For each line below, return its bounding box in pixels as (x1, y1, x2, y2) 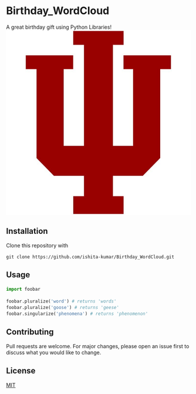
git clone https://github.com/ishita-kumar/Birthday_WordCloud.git (6, 254, 175, 260)
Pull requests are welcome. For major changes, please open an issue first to (6, 342, 190, 349)
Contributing (6, 327, 54, 337)
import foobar (6, 286, 41, 292)
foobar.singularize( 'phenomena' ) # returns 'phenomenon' (6, 311, 148, 317)
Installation (6, 226, 48, 236)
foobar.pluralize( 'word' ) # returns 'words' (6, 298, 117, 304)
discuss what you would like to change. (6, 349, 102, 356)
